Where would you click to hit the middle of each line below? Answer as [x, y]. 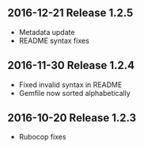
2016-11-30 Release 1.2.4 [71, 65]
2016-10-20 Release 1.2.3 [72, 118]
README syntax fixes [54, 40]
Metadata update [47, 32]
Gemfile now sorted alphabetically [75, 93]
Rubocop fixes [42, 137]
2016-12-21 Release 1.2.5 [70, 13]
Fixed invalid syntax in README [70, 84]
